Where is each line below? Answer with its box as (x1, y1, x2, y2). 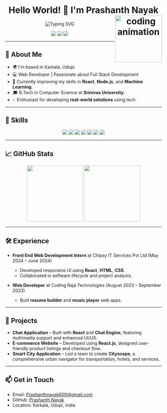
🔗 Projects (5, 316, 38, 325)
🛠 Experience (5, 237, 50, 245)
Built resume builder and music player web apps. (19, 297, 122, 303)
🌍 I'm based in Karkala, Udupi (12, 64, 75, 70)
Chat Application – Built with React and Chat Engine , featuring (12, 330, 142, 335)
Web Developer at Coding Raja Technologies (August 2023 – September (12, 282, 162, 288)
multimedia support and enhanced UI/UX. (12, 335, 98, 341)
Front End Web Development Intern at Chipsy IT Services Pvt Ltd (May (12, 253, 159, 259)
